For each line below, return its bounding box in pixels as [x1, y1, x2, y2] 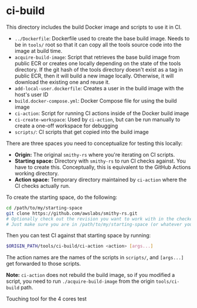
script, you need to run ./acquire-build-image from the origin [6, 277, 155, 285]
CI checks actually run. [14, 182, 70, 189]
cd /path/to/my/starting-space [6, 205, 83, 211]
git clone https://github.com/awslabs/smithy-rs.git [6, 210, 138, 216]
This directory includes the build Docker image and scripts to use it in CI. [6, 23, 182, 31]
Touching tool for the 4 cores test [6, 295, 87, 303]
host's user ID [14, 91, 49, 98]
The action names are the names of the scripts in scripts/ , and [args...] [6, 254, 184, 261]
